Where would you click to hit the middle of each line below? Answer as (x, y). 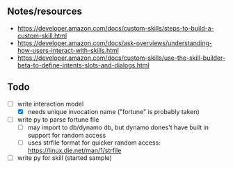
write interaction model (50, 104)
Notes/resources (45, 11)
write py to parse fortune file (58, 119)
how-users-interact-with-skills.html (68, 50)
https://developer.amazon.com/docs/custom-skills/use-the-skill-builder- (121, 58)
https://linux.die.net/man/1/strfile (74, 150)
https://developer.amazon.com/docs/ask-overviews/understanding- (114, 43)
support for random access (67, 135)
